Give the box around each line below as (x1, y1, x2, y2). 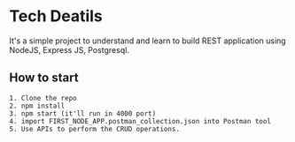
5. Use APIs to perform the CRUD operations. (9, 124, 180, 133)
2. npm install (9, 101, 66, 110)
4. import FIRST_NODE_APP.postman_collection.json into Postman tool (9, 116, 272, 125)
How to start (9, 71, 79, 86)
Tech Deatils (9, 6, 104, 26)
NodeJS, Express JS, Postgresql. (9, 44, 130, 55)
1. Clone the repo (9, 93, 77, 102)
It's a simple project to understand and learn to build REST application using (9, 35, 286, 46)
